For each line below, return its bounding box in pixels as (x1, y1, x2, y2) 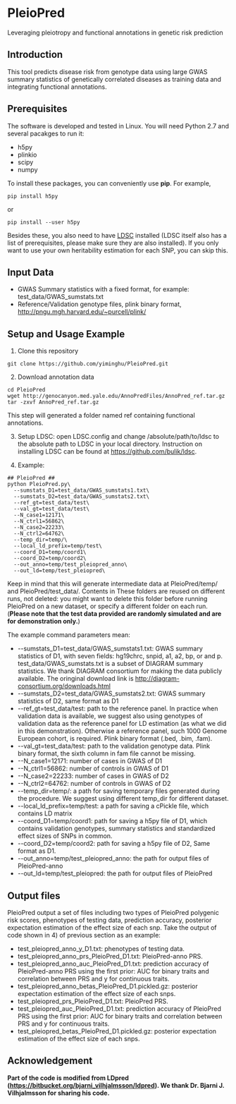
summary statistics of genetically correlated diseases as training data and (7, 75, 222, 83)
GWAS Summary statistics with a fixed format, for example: (17, 285, 190, 293)
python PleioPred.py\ (7, 481, 71, 488)
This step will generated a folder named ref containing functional (7, 411, 195, 420)
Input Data (7, 266, 54, 278)
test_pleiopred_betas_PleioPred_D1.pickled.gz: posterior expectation (17, 1027, 217, 1035)
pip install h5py (7, 193, 58, 200)
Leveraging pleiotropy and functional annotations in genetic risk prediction (7, 28, 223, 37)
